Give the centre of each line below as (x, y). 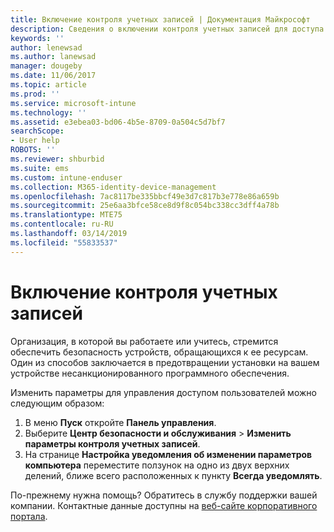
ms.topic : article (48, 85)
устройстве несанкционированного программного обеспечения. (150, 373)
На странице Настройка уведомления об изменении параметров (168, 454)
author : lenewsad (46, 47)
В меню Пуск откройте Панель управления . (120, 422)
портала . (29, 516)
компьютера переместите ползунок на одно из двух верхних (157, 465)
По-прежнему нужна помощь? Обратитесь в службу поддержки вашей (164, 495)
